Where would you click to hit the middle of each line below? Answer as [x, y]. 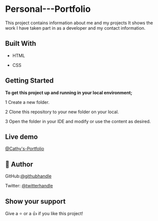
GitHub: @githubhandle [28, 176]
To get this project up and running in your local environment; [69, 92]
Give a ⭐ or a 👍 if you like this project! [44, 213]
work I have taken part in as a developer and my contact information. [75, 28]
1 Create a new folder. [27, 102]
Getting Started [29, 81]
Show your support [35, 201]
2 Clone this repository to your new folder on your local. [62, 112]
